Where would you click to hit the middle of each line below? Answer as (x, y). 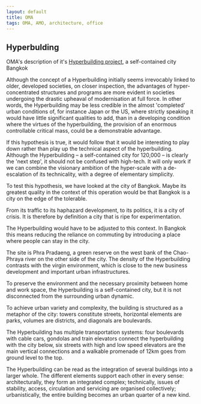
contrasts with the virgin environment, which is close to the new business (97, 265)
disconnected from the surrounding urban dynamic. (70, 296)
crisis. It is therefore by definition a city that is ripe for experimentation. (94, 217)
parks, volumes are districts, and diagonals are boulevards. (79, 321)
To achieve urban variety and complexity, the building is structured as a (94, 308)
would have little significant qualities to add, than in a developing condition (98, 118)
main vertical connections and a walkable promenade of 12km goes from (96, 351)
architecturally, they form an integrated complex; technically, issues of (93, 382)
